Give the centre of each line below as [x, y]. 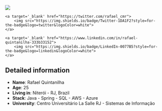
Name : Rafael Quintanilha [38, 82]
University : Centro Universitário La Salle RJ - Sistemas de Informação [83, 103]
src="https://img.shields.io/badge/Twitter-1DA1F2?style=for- [90, 21]
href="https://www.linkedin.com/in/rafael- [93, 38]
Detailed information [38, 70]
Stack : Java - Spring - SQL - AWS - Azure [55, 98]
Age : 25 [20, 87]
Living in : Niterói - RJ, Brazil [41, 93]
